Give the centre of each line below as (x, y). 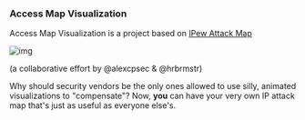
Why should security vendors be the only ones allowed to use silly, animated (153, 86)
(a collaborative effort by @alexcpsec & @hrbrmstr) (106, 69)
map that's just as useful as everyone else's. (93, 105)
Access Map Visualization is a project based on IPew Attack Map (131, 34)
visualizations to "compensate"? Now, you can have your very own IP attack (152, 96)
